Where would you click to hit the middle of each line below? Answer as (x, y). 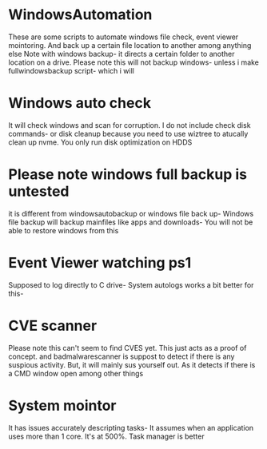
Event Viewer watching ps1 (100, 263)
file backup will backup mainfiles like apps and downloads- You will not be (131, 222)
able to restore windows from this (64, 230)
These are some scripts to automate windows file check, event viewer (124, 37)
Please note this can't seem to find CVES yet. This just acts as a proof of (128, 348)
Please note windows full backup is (128, 175)
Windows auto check (80, 103)
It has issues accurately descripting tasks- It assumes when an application (131, 427)
